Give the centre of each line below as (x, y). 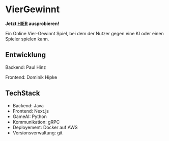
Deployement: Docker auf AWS (45, 127)
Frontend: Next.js (31, 111)
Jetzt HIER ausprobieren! (32, 24)
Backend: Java (28, 105)
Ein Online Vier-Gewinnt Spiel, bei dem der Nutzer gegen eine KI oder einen (84, 33)
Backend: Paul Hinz (26, 67)
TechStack (23, 93)
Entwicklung (26, 55)
